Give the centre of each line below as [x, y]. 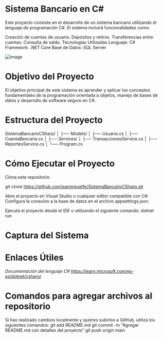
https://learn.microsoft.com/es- [102, 271]
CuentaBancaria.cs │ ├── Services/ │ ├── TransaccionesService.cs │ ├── [81, 139]
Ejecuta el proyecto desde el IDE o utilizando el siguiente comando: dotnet [80, 210]
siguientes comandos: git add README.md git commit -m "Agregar [72, 325]
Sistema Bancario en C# [54, 9]
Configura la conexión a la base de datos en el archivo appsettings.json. [77, 201]
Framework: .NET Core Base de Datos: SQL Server [56, 47]
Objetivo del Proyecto [50, 77]
